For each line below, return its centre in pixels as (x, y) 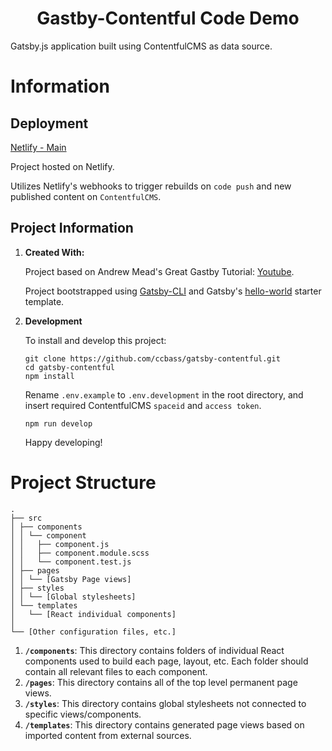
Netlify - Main (38, 147)
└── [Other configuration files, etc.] (93, 632)
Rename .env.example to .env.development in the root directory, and (164, 394)
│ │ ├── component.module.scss (80, 553)
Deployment (49, 123)
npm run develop (58, 423)
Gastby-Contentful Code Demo (168, 18)
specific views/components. (83, 714)
